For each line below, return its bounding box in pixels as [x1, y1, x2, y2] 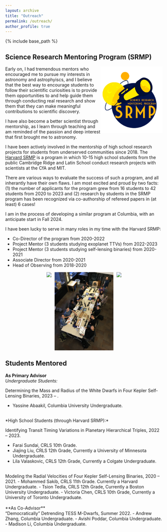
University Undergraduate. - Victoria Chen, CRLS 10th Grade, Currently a [5, 489, 155, 495]
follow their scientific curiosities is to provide [5, 87, 97, 93]
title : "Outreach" [5, 13, 43, 18]
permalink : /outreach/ [5, 18, 52, 23]
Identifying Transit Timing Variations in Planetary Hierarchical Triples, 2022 [5, 427, 160, 433]
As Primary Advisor [5, 372, 47, 378]
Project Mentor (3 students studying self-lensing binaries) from [12, 246, 142, 252]
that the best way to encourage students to [5, 82, 94, 88]
